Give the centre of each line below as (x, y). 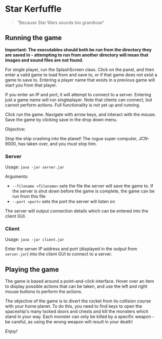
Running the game (33, 38)
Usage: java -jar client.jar (35, 239)
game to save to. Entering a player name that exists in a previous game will (80, 80)
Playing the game (32, 269)
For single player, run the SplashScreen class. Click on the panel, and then (80, 69)
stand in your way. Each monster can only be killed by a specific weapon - (80, 317)
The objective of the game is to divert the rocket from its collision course (78, 301)
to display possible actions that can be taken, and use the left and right (76, 286)
